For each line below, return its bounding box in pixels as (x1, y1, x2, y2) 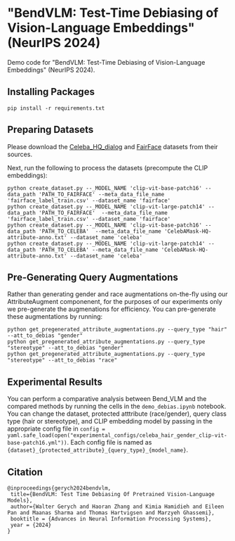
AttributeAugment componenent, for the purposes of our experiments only (7, 298, 222, 306)
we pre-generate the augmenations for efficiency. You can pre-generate (7, 305, 216, 314)
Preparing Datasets (7, 124, 94, 136)
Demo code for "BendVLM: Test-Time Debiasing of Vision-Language (7, 58, 206, 66)
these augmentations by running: (7, 312, 103, 321)
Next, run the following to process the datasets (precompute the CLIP (7, 163, 208, 172)
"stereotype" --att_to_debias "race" (7, 357, 118, 364)
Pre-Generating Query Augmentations (7, 271, 179, 283)
